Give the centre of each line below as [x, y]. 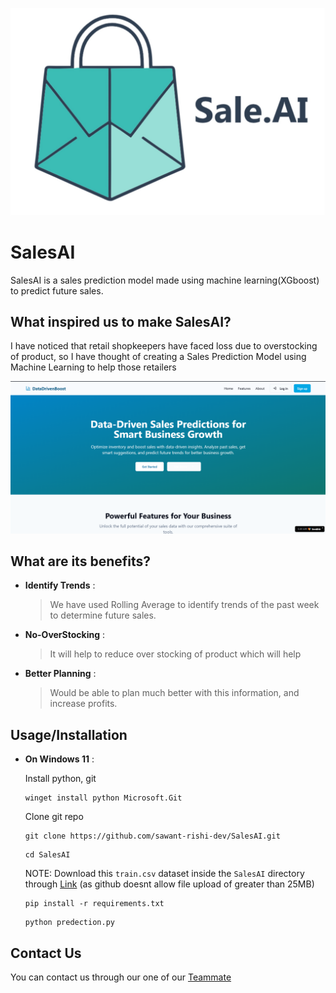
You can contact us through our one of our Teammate [121, 977]
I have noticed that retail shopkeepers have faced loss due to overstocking [164, 346]
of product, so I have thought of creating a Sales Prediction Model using [158, 357]
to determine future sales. [103, 615]
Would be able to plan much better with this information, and [174, 693]
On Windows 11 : [59, 759]
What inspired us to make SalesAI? [121, 322]
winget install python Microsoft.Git [103, 798]
